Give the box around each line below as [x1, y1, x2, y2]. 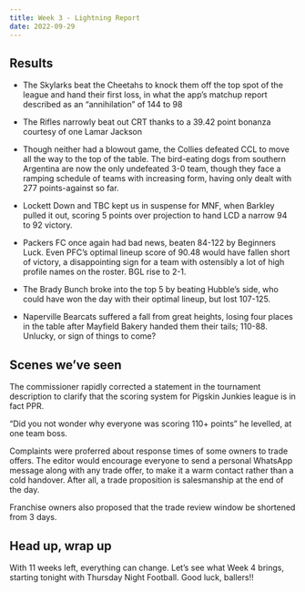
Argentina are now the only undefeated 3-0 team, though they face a [22, 163, 281, 174]
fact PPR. [9, 401, 45, 412]
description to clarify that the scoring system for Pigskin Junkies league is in [9, 391, 296, 402]
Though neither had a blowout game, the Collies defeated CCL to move [22, 144, 290, 155]
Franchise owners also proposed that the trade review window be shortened [9, 502, 296, 513]
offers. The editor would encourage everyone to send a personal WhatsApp [9, 455, 293, 466]
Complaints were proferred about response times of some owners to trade [9, 445, 289, 456]
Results [9, 56, 54, 71]
